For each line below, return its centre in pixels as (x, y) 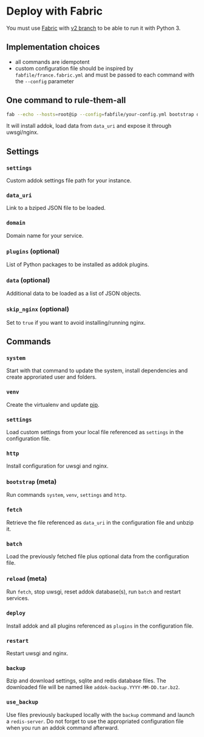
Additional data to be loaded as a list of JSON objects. (74, 294)
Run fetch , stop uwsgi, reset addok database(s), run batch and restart (93, 592)
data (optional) (28, 280)
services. (18, 598)
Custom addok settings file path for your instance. (69, 181)
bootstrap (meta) (32, 482)
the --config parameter (44, 81)
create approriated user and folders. (52, 377)
